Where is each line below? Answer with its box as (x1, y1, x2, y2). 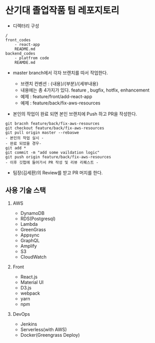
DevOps (12, 311, 30, 317)
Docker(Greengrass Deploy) (20, 332, 80, 338)
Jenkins (20, 321, 37, 327)
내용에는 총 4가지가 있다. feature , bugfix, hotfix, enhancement (20, 87, 150, 93)
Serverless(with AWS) (20, 326, 67, 332)
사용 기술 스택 (5, 186, 46, 195)
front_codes (5, 37, 31, 43)
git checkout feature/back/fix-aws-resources (5, 125, 104, 131)
